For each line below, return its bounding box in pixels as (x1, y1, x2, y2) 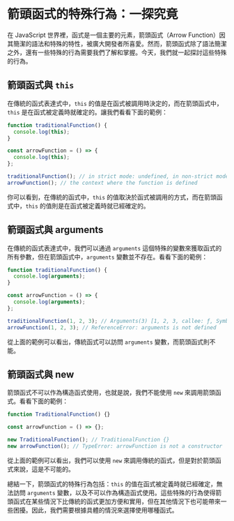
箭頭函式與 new (7, 368, 75, 380)
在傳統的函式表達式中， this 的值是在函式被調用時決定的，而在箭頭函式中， (7, 99, 223, 107)
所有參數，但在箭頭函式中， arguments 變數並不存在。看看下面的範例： (7, 252, 208, 261)
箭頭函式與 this (7, 80, 75, 91)
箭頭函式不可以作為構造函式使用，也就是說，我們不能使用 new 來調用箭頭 (7, 388, 216, 397)
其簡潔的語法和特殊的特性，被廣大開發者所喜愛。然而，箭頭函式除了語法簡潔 (7, 39, 227, 47)
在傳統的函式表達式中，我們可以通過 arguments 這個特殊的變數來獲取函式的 (7, 243, 222, 252)
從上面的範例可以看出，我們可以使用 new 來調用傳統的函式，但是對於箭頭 (7, 456, 216, 465)
